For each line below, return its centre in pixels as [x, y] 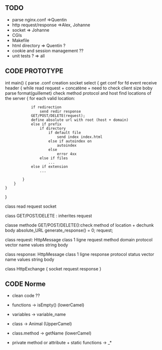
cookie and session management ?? [48, 50]
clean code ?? [26, 296]
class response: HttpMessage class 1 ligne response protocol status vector [80, 254]
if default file [65, 133]
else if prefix [46, 124]
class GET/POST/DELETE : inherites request [49, 216]
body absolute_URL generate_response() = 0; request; [59, 230]
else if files [54, 158]
